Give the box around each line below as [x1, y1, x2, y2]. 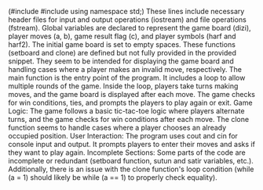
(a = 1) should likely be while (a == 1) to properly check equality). [8, 173, 217, 182]
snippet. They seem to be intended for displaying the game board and [8, 56, 234, 66]
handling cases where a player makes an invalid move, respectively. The [8, 65, 242, 73]
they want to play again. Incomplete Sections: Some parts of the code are [8, 148, 246, 157]
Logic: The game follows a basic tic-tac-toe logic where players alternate [8, 106, 245, 116]
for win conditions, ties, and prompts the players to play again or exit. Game [8, 98, 253, 107]
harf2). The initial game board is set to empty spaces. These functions [8, 40, 236, 49]
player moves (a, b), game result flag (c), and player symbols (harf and [8, 31, 237, 41]
